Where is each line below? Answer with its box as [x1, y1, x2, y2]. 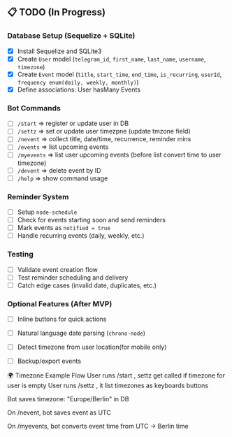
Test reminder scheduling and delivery [17, 273, 129, 282]
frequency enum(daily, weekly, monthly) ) [17, 78, 139, 86]
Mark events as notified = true [17, 224, 110, 232]
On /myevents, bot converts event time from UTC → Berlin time [7, 422, 189, 431]
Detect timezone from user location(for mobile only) [17, 343, 167, 352]
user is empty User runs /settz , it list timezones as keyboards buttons [7, 381, 208, 390]
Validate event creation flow [17, 265, 98, 273]
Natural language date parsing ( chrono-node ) [17, 329, 145, 338]
